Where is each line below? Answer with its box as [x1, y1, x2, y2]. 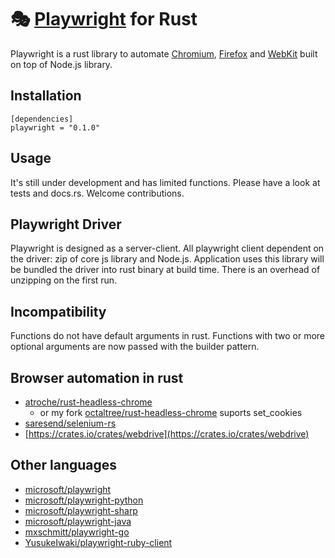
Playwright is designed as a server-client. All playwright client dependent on [10, 242, 325, 255]
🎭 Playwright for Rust [10, 8, 198, 31]
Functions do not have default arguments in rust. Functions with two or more [10, 330, 326, 342]
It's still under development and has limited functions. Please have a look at [10, 176, 321, 188]
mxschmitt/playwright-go [24, 526, 130, 538]
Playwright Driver [10, 216, 122, 233]
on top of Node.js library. [10, 58, 113, 70]
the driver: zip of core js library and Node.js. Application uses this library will [10, 253, 325, 265]
